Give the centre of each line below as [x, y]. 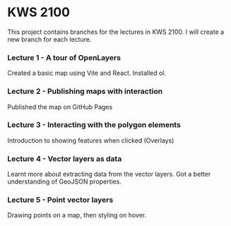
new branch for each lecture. [49, 39]
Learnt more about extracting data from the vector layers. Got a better [109, 174]
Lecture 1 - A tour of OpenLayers [64, 57]
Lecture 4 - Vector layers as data [65, 158]
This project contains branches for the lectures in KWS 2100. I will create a [116, 32]
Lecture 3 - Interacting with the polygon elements [94, 125]
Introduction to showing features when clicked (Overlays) [91, 140]
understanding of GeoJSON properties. [64, 182]
